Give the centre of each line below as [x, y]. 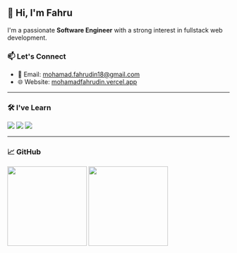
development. [27, 37]
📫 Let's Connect [37, 56]
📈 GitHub [24, 152]
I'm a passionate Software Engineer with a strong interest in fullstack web [115, 30]
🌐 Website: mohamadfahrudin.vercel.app [77, 82]
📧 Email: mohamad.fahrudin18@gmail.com [79, 74]
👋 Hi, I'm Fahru [40, 13]
